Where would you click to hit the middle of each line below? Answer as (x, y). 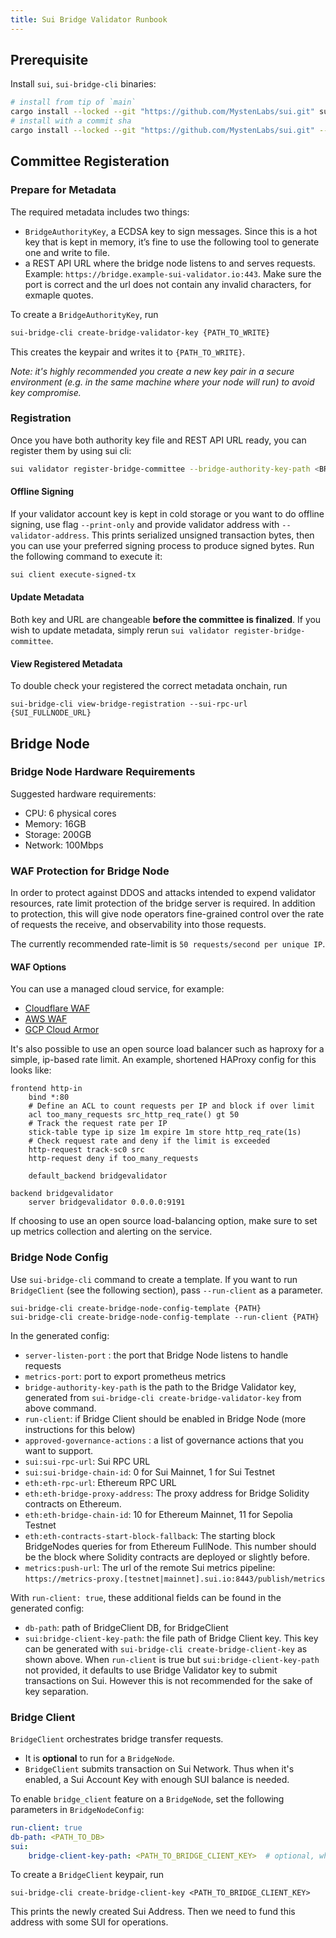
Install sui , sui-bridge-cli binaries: (83, 84)
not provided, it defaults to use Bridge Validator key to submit (151, 1670)
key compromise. (46, 392)
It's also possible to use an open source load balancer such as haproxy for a (167, 1049)
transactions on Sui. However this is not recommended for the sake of (168, 1680)
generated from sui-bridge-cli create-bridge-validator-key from (163, 1397)
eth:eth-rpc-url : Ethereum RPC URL (100, 1482)
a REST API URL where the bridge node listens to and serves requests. (170, 263)
